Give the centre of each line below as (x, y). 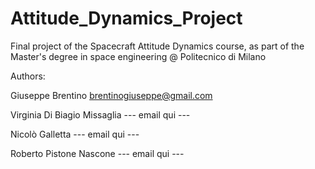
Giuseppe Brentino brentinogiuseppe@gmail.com (111, 95)
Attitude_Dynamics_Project (126, 18)
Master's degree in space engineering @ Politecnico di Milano (138, 56)
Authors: (28, 76)
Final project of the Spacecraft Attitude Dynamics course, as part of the (157, 46)
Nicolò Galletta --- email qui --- (75, 134)
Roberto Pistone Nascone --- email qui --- (97, 153)
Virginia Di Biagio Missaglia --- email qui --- (100, 114)
